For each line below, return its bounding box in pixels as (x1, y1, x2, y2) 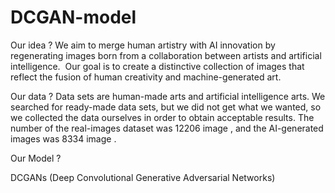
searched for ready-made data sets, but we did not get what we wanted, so (10, 101, 322, 113)
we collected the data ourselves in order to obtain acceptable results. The (10, 111, 315, 123)
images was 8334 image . (10, 132, 117, 145)
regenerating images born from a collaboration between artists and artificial (10, 49, 322, 61)
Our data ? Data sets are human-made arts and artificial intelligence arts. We (10, 90, 326, 102)
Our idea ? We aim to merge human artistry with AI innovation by (10, 39, 276, 51)
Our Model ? (10, 152, 62, 164)
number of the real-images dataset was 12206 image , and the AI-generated (10, 122, 324, 134)
